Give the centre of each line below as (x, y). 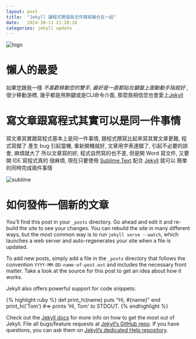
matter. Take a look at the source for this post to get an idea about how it (94, 271)
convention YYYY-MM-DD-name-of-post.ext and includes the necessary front (96, 265)
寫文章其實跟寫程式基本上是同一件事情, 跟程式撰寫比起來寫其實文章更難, (93, 138)
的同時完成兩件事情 (29, 168)
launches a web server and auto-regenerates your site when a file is (89, 241)
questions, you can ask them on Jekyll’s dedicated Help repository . (87, 330)
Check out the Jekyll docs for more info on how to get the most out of (90, 318)
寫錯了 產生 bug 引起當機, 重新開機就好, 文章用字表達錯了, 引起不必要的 (97, 146)
